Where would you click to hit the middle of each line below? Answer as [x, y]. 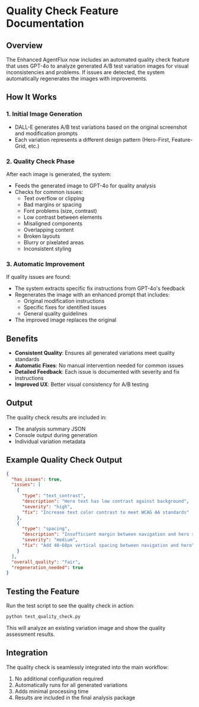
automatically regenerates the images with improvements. [77, 79]
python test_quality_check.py [44, 617]
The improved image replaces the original [65, 320]
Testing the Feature [43, 591]
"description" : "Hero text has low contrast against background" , [105, 501]
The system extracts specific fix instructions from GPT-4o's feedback [100, 288]
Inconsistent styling [47, 249]
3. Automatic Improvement [45, 264]
